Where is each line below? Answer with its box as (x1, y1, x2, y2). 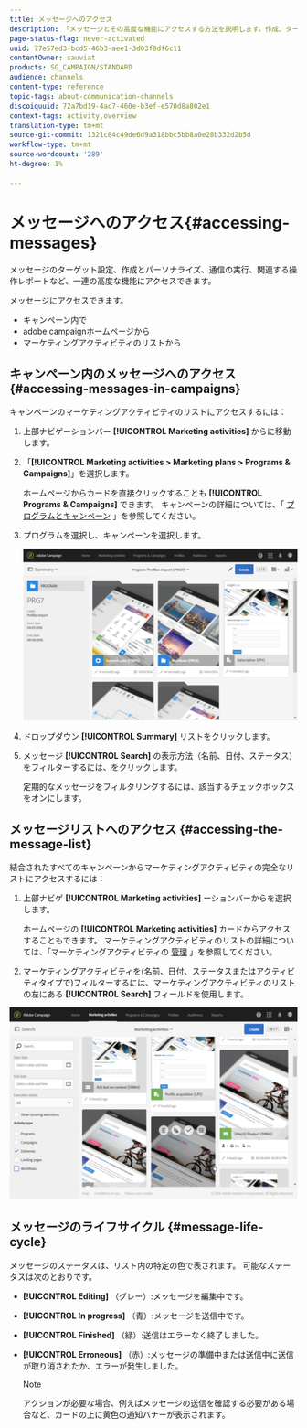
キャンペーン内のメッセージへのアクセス (9, 366, 237, 381)
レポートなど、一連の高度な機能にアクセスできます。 (16, 275, 217, 286)
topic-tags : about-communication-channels (9, 91, 174, 101)
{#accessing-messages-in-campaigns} (9, 380, 241, 397)
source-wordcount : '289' (9, 150, 104, 159)
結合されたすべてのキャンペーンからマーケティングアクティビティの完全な (9, 862, 287, 873)
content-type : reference (9, 82, 104, 91)
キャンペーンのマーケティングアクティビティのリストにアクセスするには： (9, 407, 288, 418)
